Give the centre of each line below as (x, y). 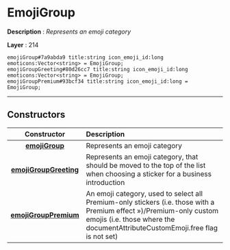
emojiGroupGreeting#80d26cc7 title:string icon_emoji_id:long (98, 69)
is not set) (102, 236)
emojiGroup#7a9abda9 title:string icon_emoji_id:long (86, 57)
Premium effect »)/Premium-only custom (152, 210)
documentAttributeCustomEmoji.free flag (152, 227)
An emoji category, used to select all (144, 193)
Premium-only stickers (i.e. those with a (150, 202)
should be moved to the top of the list (146, 165)
